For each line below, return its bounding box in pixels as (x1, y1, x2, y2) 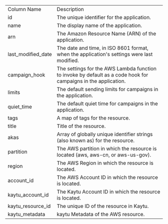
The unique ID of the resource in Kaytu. (56, 202, 149, 209)
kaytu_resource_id (7, 202, 51, 209)
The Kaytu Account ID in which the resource (56, 188, 160, 195)
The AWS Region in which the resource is (56, 159, 154, 166)
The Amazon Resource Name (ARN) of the (56, 30, 156, 37)
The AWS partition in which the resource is (56, 145, 157, 152)
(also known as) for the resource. (56, 137, 135, 144)
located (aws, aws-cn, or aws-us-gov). (56, 151, 151, 158)
